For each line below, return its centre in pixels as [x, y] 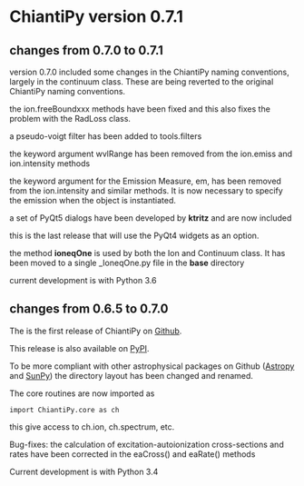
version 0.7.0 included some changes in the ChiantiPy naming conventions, [149, 72]
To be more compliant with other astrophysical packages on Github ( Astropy [152, 366]
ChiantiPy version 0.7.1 [97, 17]
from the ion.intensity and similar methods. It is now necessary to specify [146, 191]
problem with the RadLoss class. [70, 119]
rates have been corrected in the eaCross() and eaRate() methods [132, 454]
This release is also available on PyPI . [79, 348]
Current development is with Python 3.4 [84, 471]
